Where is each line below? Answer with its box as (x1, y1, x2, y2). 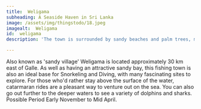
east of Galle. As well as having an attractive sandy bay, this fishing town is (6, 64, 191, 71)
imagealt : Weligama (6, 25, 58, 32)
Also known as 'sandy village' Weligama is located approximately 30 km (6, 58, 184, 65)
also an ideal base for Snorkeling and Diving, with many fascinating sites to (6, 71, 191, 77)
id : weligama (6, 31, 42, 37)
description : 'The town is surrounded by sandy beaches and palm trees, (6, 36, 191, 42)
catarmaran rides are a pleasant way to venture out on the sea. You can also (6, 83, 194, 90)
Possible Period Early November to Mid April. (6, 96, 117, 103)
